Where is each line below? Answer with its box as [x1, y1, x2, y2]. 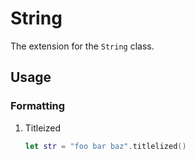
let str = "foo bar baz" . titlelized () [24, 141, 187, 151]
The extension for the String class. [10, 40, 155, 52]
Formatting [10, 99, 66, 113]
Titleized [24, 122, 62, 134]
